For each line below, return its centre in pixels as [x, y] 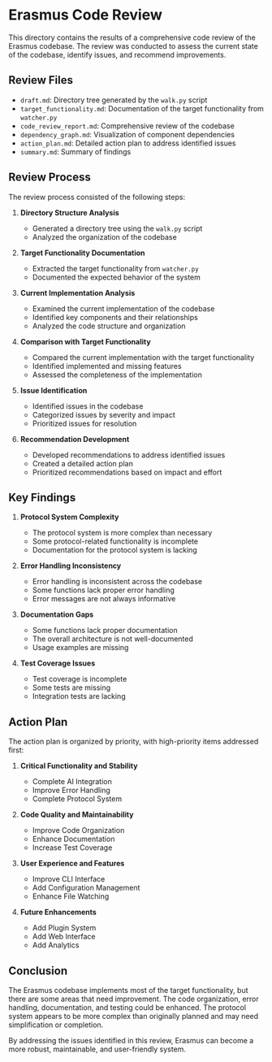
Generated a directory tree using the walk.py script [117, 228]
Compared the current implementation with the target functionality [143, 357]
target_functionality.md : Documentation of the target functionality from [142, 108]
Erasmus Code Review [85, 15]
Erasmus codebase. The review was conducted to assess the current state [133, 46]
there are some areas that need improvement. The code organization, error [134, 999]
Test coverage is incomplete [80, 679]
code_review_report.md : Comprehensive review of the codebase [127, 126]
